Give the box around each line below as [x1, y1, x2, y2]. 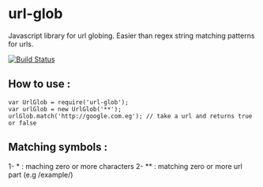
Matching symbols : [8, 140, 108, 154]
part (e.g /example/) [8, 170, 73, 179]
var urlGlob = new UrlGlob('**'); [8, 105, 122, 113]
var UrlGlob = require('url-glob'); [8, 98, 129, 107]
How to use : [8, 77, 71, 91]
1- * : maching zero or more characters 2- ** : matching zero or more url [8, 161, 243, 170]
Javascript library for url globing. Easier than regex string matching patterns [8, 31, 255, 40]
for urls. [8, 39, 34, 48]
